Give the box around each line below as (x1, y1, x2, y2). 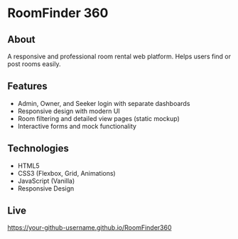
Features (7, 80, 48, 92)
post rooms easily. (7, 60, 61, 68)
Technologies (7, 142, 70, 154)
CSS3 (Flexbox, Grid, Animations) (17, 169, 116, 177)
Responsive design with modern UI (17, 107, 121, 115)
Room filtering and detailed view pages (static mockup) (17, 114, 180, 122)
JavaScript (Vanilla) (17, 176, 75, 185)
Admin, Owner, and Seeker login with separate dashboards (17, 99, 190, 107)
